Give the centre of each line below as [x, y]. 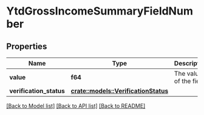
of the [182, 81]
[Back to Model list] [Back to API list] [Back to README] [76, 106]
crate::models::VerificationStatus [120, 91]
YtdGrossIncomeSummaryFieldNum [100, 11]
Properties [27, 46]
